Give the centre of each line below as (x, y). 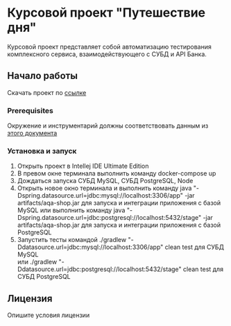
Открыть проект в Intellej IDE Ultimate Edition (83, 166)
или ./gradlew (37, 262)
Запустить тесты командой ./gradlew (72, 240)
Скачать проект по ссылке (47, 92)
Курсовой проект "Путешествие (106, 13)
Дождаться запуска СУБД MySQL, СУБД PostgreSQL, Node (105, 181)
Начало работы (43, 76)
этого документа (32, 133)
